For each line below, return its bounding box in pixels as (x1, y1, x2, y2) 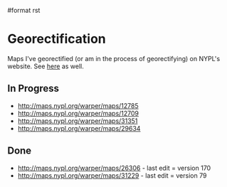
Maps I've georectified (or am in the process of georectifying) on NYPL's (7, 54, 221, 63)
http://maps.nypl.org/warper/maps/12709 (17, 109, 139, 117)
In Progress (7, 82, 59, 95)
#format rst (7, 6, 41, 14)
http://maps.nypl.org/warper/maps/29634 (17, 124, 141, 132)
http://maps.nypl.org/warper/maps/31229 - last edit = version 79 (17, 171, 207, 180)
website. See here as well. (7, 62, 84, 70)
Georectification (7, 31, 106, 47)
